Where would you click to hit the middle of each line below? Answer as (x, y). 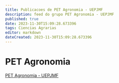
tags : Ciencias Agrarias (31, 28)
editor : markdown (23, 33)
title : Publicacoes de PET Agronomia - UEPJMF (54, 10)
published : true (22, 19)
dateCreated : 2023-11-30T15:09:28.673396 (49, 38)
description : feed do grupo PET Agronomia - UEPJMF (59, 14)
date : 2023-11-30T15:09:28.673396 (41, 23)
